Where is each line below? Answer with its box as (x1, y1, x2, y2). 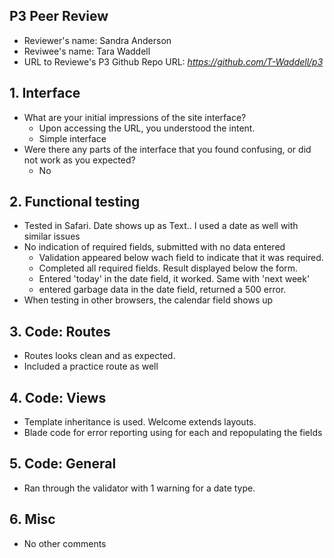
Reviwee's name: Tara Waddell (23, 45, 151, 57)
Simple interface (38, 132, 107, 144)
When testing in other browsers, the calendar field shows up (23, 294, 274, 306)
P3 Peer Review (9, 8, 109, 25)
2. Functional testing (9, 194, 141, 211)
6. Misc (9, 511, 56, 528)
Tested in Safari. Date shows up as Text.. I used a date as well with (23, 220, 299, 232)
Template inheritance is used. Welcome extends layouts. (23, 416, 257, 428)
